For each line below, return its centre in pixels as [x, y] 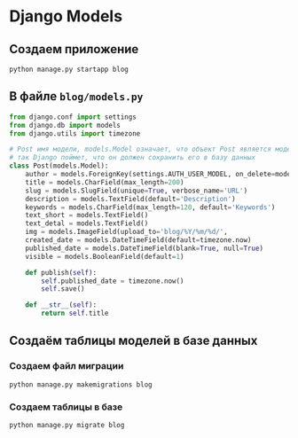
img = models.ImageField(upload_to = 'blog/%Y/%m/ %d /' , [126, 232]
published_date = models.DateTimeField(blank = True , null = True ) [145, 248]
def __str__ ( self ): [61, 305]
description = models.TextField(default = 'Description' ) [131, 199]
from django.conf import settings [73, 117]
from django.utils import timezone [75, 133]
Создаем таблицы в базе [66, 407]
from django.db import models [65, 125]
